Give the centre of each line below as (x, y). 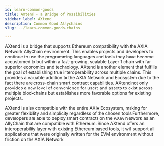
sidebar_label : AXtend (28, 19)
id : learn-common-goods (30, 10)
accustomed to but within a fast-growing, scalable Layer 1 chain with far (78, 62)
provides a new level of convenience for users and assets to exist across (79, 88)
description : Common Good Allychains (44, 23)
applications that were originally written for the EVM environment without (79, 134)
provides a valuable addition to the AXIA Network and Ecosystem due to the (82, 78)
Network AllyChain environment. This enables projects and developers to (79, 52)
